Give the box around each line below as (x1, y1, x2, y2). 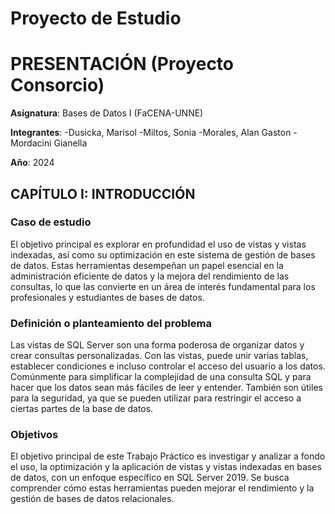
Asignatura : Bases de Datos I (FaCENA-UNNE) (10, 107, 204, 119)
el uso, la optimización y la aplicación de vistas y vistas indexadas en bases (10, 461, 322, 473)
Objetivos (10, 428, 59, 442)
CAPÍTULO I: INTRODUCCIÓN (10, 185, 196, 202)
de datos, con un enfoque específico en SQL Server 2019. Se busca (10, 472, 290, 484)
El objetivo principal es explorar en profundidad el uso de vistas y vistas (10, 238, 307, 250)
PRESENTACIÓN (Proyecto (10, 53, 235, 76)
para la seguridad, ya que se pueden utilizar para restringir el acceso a (10, 392, 302, 404)
